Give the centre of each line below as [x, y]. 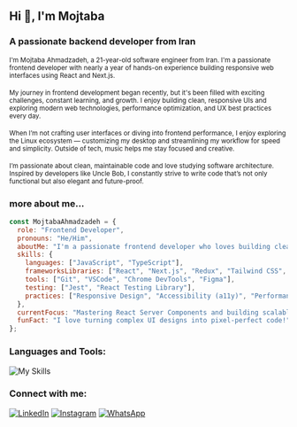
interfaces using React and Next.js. [62, 75]
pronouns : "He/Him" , [55, 238]
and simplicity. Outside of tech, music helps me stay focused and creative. [122, 148]
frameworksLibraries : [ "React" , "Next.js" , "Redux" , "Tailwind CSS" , [156, 271]
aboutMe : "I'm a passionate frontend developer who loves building [144, 246]
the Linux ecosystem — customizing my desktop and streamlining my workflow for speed [145, 141]
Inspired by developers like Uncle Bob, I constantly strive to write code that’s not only [138, 174]
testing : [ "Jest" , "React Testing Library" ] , [110, 287]
